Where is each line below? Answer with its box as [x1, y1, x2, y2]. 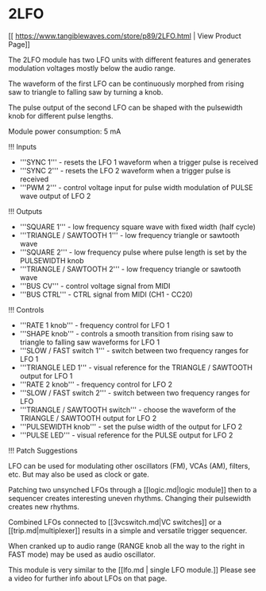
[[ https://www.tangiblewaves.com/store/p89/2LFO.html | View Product [8, 31, 242, 41]
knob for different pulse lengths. [8, 111, 114, 120]
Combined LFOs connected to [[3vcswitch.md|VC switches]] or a [8, 517, 222, 527]
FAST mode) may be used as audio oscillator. [8, 550, 156, 559]
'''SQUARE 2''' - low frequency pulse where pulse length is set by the [19, 247, 248, 257]
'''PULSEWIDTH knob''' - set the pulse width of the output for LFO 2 [19, 422, 243, 431]
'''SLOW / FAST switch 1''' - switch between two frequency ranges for [19, 345, 249, 355]
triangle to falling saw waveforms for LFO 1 [19, 337, 160, 347]
